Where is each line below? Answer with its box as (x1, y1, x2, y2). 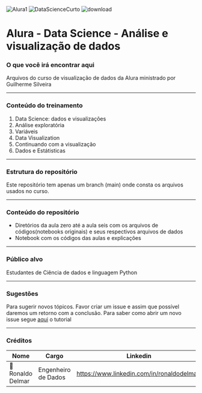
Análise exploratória (14, 121, 65, 128)
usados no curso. (6, 188, 49, 195)
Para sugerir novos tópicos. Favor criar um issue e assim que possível (6, 303, 179, 310)
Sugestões (6, 289, 38, 298)
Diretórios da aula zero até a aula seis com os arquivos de (14, 222, 158, 229)
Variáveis (14, 128, 38, 135)
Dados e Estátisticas (14, 147, 66, 154)
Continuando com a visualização (14, 140, 96, 148)
